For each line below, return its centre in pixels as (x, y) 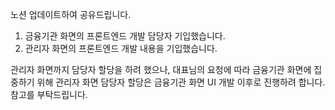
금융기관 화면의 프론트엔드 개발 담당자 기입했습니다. (125, 36)
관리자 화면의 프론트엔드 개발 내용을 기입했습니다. (121, 48)
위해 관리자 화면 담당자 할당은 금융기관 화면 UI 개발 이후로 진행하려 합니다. (181, 82)
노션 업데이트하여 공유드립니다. (71, 14)
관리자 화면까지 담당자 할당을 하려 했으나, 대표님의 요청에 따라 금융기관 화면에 (161, 69)
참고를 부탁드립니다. (49, 94)
